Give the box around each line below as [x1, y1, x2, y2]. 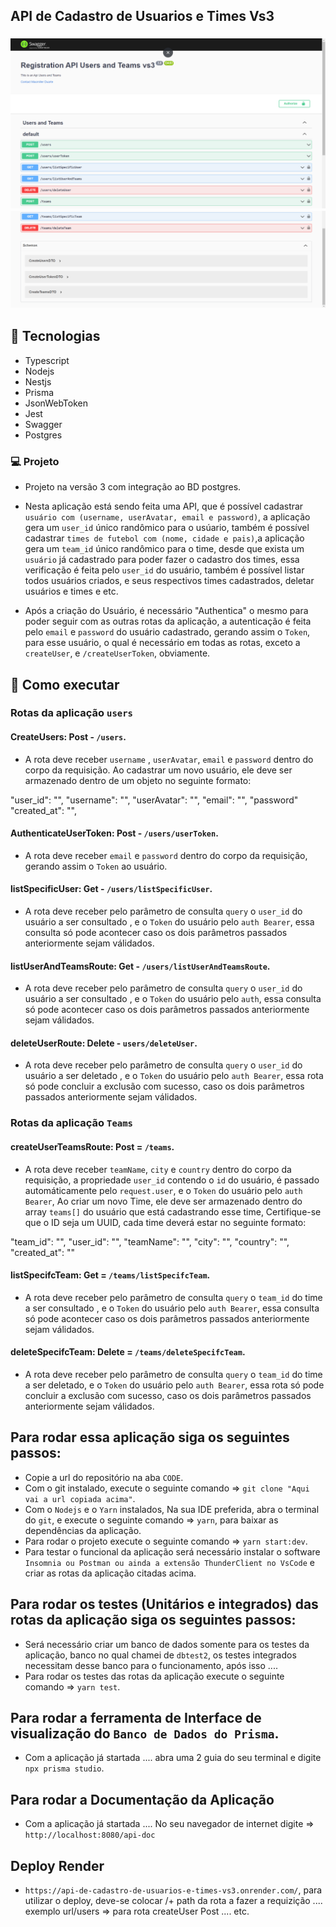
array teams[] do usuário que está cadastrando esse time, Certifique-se [24, 1205, 322, 1218]
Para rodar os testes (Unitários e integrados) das [10, 1596, 319, 1613]
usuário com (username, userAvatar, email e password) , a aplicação [24, 511, 311, 523]
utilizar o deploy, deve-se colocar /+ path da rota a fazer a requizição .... [24, 1895, 323, 1907]
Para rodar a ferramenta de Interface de [10, 1710, 262, 1727]
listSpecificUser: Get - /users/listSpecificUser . [10, 883, 213, 895]
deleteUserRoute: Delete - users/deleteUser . [10, 1037, 198, 1049]
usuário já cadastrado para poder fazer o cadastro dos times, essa [24, 554, 300, 566]
